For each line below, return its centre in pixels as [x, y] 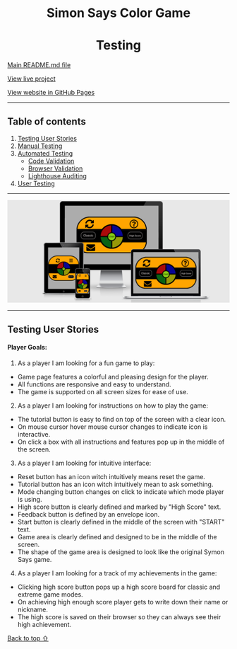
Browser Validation [55, 168]
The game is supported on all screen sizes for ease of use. [103, 391]
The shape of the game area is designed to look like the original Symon [121, 552]
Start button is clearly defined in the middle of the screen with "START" [121, 522]
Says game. [35, 559]
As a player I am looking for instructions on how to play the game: [113, 406]
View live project [31, 79]
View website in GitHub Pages [51, 93]
